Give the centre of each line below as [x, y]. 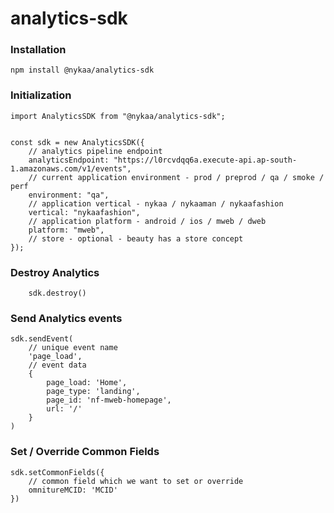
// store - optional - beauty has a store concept [136, 238]
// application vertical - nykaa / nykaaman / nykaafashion [156, 203]
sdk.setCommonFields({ [57, 472]
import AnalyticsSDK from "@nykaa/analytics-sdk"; [118, 116]
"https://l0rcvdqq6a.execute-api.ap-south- [205, 160]
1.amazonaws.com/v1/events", [71, 168]
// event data [57, 365]
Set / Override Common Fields [85, 452]
